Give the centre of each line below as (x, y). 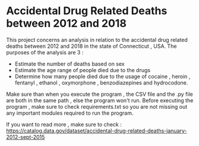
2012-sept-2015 (26, 137)
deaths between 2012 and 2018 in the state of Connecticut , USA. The (91, 46)
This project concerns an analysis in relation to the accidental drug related (97, 40)
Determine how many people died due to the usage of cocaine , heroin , (102, 76)
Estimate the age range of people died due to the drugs (82, 70)
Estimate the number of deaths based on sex (70, 64)
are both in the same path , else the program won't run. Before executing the (100, 100)
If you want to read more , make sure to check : (64, 124)
